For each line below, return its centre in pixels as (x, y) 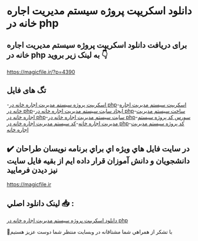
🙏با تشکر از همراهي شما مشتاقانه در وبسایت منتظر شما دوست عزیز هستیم (90, 232)
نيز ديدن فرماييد (32, 170)
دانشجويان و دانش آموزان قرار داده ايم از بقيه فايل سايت (98, 161)
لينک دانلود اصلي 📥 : (40, 204)
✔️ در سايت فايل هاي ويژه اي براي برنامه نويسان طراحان (98, 149)
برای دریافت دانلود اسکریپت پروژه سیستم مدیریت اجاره (97, 45)
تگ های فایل (27, 90)
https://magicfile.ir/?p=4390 (41, 72)
